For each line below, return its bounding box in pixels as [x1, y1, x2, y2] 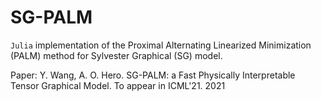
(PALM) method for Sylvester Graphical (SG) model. [10, 49, 223, 61]
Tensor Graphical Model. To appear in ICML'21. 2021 [10, 79, 226, 91]
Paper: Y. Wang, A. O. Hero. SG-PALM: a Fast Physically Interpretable [10, 69, 296, 81]
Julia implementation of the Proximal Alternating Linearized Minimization [10, 39, 312, 51]
